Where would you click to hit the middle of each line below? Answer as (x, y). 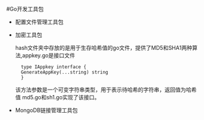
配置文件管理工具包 (39, 22)
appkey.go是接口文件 (49, 55)
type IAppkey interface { (54, 67)
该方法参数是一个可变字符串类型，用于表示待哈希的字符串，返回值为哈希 (106, 90)
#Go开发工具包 (25, 9)
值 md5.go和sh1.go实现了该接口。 (58, 97)
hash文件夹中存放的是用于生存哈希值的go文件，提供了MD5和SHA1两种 (104, 48)
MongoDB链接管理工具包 (46, 110)
